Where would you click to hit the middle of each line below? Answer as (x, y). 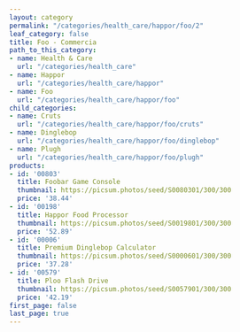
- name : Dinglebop (43, 133)
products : (27, 166)
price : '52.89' (45, 231)
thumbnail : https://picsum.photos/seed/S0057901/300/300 (124, 289)
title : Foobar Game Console (69, 182)
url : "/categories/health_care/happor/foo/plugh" (110, 157)
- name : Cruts (35, 116)
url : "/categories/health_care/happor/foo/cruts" (110, 125)
